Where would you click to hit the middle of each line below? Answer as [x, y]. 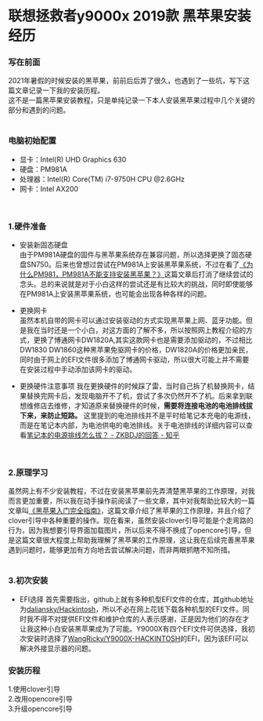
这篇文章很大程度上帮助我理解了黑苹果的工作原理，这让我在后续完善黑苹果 [135, 540]
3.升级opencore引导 [40, 708]
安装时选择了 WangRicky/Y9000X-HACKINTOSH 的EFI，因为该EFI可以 [137, 638]
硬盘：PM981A [43, 169]
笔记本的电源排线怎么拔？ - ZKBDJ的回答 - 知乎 [103, 435]
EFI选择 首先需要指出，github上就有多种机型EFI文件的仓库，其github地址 [137, 599]
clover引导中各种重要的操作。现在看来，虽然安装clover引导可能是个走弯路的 [131, 521]
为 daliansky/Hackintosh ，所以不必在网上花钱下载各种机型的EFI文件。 [131, 609]
